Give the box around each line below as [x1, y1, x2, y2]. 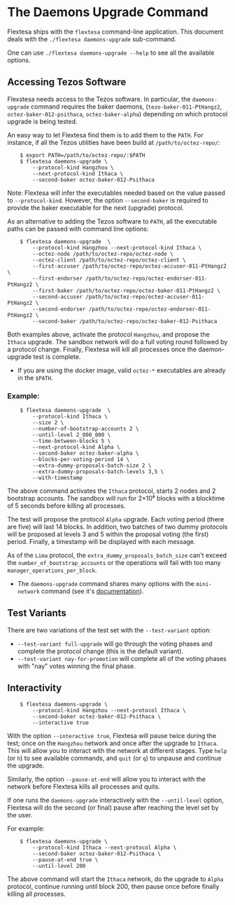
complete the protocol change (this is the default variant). [17, 646, 184, 655]
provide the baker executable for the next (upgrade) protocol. [7, 203, 184, 212]
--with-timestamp [32, 475, 83, 482]
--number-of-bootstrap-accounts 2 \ [32, 426, 139, 433]
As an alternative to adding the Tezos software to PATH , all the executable [7, 217, 218, 225]
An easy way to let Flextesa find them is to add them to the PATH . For [7, 130, 204, 139]
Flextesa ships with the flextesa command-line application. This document [7, 27, 224, 36]
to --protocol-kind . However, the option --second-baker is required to [7, 196, 208, 204]
